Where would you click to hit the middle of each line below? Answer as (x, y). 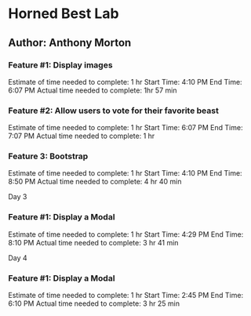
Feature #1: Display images (60, 65)
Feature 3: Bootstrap (48, 156)
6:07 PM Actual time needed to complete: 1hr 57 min (93, 90)
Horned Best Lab (64, 14)
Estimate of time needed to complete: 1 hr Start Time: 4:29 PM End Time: (126, 234)
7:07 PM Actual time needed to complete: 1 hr (82, 136)
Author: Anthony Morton (70, 43)
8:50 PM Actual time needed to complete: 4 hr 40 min (95, 182)
